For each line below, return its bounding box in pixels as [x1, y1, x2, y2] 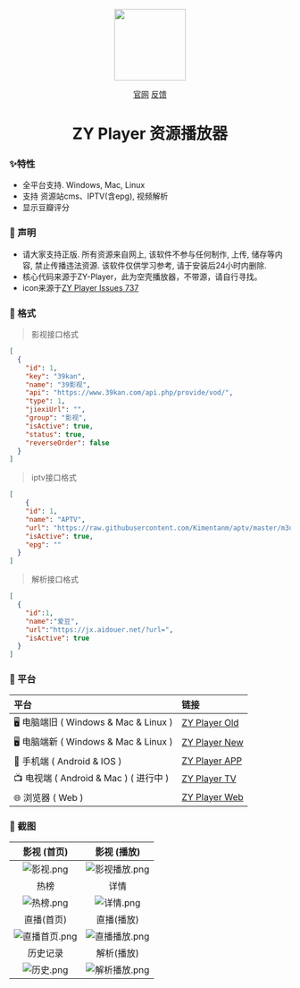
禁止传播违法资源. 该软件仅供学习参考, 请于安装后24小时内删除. [34, 260, 268, 270]
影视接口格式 [30, 329, 79, 340]
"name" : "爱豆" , [25, 617, 79, 626]
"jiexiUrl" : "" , [25, 405, 87, 414]
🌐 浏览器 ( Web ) [13, 791, 84, 804]
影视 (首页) [22, 846, 69, 858]
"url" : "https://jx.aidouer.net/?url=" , [25, 625, 174, 635]
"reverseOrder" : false [25, 439, 110, 447]
